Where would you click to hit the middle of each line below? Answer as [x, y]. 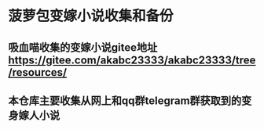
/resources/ [38, 72]
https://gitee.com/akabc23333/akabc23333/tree [132, 60]
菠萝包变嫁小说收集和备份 [91, 16]
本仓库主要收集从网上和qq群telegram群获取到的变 [130, 100]
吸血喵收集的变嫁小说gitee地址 [83, 47]
